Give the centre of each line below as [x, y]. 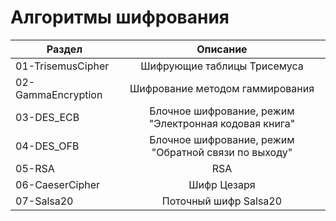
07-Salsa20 [44, 201]
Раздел [64, 49]
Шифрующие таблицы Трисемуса [222, 66]
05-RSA [35, 168]
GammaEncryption [59, 94]
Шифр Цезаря [222, 184]
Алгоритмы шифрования [120, 17]
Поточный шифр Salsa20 [222, 201]
